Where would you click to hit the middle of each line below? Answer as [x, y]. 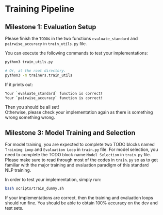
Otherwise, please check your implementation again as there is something [79, 112]
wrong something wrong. [30, 117]
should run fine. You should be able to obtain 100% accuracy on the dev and [81, 203]
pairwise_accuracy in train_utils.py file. [46, 44]
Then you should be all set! [32, 107]
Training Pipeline [40, 9]
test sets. [14, 208]
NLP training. [18, 170]
